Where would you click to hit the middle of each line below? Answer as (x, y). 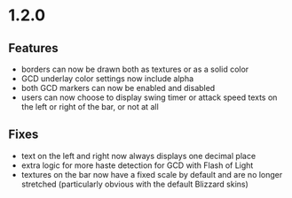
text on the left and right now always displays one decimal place (138, 156)
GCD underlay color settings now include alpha (107, 79)
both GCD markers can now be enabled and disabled (118, 88)
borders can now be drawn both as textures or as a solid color (135, 69)
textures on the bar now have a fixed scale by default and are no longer (152, 174)
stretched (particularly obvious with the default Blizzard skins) (135, 184)
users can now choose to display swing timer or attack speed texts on (149, 97)
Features (33, 48)
